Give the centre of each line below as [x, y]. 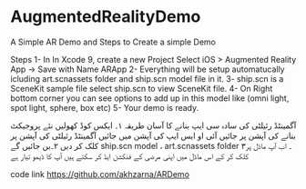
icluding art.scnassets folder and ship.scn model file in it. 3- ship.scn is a [147, 78]
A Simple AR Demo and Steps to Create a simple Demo [113, 42]
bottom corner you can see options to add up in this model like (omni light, [150, 98]
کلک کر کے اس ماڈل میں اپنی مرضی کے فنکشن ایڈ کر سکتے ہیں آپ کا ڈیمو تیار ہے [130, 155]
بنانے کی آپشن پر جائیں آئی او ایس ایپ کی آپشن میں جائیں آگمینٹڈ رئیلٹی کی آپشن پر [153, 135]
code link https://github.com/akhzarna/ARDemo [100, 174]
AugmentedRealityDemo [106, 17]
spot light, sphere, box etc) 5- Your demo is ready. [105, 107]
